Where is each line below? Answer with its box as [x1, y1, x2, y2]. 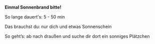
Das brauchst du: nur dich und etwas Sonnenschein [5, 23, 112, 29]
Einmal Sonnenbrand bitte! [5, 4, 62, 10]
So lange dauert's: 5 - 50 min [5, 14, 65, 19]
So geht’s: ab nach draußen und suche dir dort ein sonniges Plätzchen [5, 33, 150, 39]
